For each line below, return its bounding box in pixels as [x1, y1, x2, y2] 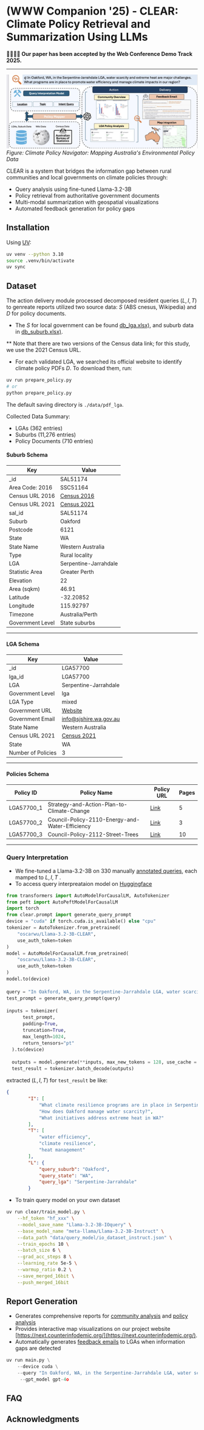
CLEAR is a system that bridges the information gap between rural [6, 167, 172, 174]
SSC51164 [59, 483, 89, 491]
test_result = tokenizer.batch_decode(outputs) [12, 1066, 135, 1072]
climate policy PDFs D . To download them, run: [15, 365, 132, 372]
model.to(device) [6, 976, 50, 983]
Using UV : [6, 238, 32, 246]
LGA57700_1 [8, 804, 43, 811]
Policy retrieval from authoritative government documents [15, 192, 160, 199]
